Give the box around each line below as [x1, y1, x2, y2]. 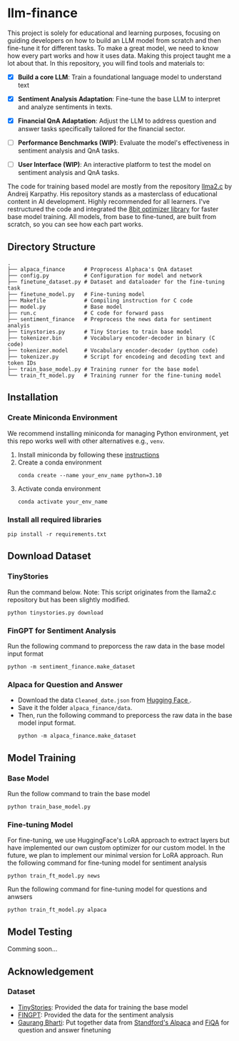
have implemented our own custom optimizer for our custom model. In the [7, 843, 225, 852]
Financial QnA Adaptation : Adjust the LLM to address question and [17, 116, 216, 126]
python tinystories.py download [7, 609, 103, 616]
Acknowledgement [7, 965, 94, 977]
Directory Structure [7, 240, 96, 253]
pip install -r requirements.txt [7, 531, 107, 538]
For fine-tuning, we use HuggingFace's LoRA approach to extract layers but [7, 836, 230, 845]
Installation [7, 391, 59, 404]
